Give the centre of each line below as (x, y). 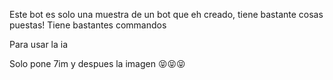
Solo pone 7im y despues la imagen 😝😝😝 (97, 63)
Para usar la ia (39, 44)
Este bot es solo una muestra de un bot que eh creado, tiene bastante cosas (166, 14)
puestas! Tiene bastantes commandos (88, 25)
